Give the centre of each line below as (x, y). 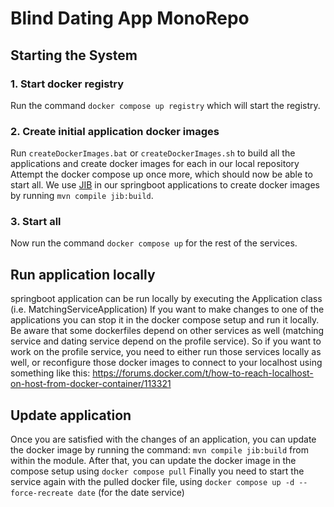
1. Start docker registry (67, 84)
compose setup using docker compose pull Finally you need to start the (157, 471)
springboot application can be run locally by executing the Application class (166, 299)
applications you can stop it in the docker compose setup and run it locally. (165, 320)
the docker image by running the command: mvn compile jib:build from (159, 450)
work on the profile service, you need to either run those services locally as (166, 352)
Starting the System (74, 55)
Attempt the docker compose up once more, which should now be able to (161, 174)
